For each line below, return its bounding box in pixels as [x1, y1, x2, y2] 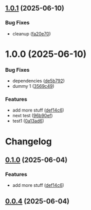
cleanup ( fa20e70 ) [12, 30, 51, 37]
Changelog [5, 136, 52, 147]
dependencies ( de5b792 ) [12, 78, 65, 84]
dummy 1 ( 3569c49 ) [12, 83, 54, 89]
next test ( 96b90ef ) [12, 113, 53, 119]
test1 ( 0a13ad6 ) [12, 118, 44, 124]
